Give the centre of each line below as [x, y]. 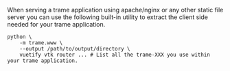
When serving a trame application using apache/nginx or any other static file [115, 10]
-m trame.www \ [41, 43]
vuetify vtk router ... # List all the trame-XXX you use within [115, 55]
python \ [20, 37]
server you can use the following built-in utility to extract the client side [107, 17]
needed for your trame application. [56, 24]
